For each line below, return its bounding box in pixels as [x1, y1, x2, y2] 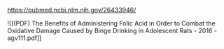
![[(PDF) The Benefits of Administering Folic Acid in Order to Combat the [7, 19, 216, 27]
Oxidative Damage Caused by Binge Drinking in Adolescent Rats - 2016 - [7, 27, 217, 35]
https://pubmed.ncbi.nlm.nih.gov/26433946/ [7, 6, 136, 14]
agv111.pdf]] [7, 34, 42, 42]
